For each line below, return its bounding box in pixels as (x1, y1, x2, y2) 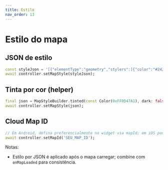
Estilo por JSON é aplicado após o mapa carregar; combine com (12, 154, 145, 160)
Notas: (5, 144, 19, 150)
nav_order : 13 (5, 12, 35, 17)
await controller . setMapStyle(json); (5, 103, 84, 108)
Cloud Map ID (5, 117, 48, 126)
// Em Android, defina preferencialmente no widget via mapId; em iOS (5, 130, 155, 135)
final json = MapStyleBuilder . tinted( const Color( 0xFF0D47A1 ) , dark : (5, 99, 153, 104)
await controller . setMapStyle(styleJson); (5, 71, 95, 77)
